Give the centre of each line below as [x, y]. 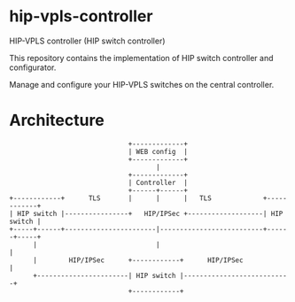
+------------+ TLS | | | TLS [111, 198]
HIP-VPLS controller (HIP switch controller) [87, 41]
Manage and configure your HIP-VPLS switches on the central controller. [142, 84]
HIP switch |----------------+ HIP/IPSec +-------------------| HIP [150, 213]
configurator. [33, 67]
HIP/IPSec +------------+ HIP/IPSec [156, 260]
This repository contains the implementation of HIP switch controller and [141, 58]
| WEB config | [158, 151]
